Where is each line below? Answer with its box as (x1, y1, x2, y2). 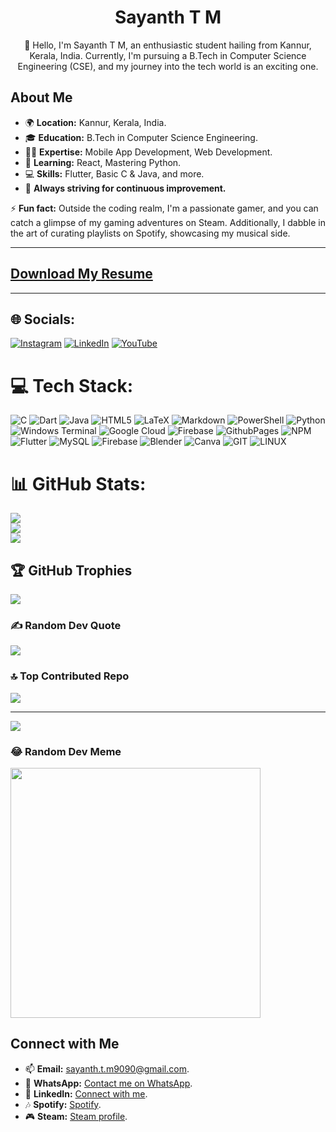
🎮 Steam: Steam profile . (24, 1110, 128, 1122)
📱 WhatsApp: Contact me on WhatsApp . (24, 1077, 193, 1089)
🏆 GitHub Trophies (10, 562, 133, 579)
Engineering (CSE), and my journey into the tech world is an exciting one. (17, 60, 319, 72)
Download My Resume (10, 266, 153, 283)
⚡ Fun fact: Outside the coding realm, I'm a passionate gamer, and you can (10, 202, 319, 214)
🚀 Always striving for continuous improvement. (24, 182, 227, 194)
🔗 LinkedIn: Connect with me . (24, 1087, 148, 1100)
